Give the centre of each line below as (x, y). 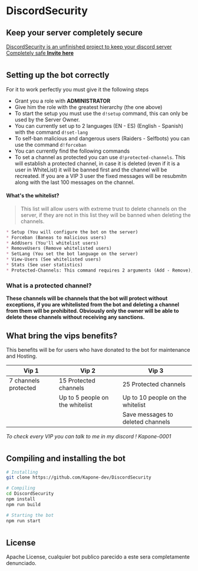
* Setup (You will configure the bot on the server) (72, 232)
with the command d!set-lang (51, 132)
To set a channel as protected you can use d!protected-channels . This (100, 157)
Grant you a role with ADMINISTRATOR (62, 101)
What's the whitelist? (33, 196)
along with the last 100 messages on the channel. (75, 182)
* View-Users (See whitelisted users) (54, 260)
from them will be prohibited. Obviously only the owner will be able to (93, 311)
